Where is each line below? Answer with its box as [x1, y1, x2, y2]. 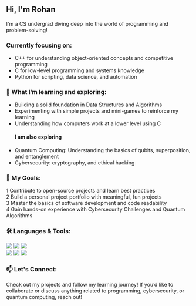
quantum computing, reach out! [6, 293, 83, 300]
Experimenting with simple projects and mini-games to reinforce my [14, 107, 179, 115]
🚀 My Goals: [6, 173, 41, 181]
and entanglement [14, 153, 59, 160]
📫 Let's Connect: [6, 265, 58, 274]
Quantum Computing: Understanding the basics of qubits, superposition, [14, 146, 191, 153]
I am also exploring [14, 133, 62, 140]
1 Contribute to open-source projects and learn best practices [6, 187, 156, 194]
